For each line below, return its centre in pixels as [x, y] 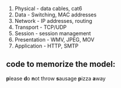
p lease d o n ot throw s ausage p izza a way [56, 78]
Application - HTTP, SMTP [46, 46]
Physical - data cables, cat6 [48, 9]
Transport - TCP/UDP [41, 27]
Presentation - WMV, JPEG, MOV [55, 40]
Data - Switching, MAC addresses [56, 15]
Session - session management [53, 33]
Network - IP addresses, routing [53, 21]
